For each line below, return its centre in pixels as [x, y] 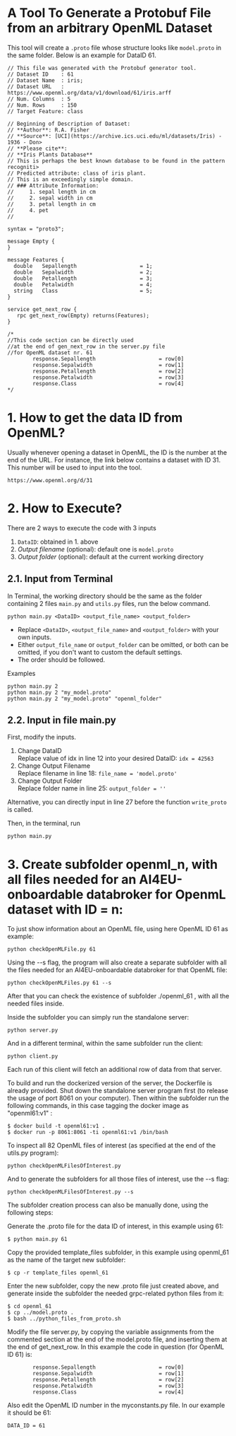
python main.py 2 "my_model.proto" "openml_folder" [85, 699]
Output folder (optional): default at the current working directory [111, 556]
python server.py [33, 1030]
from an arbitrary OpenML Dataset [110, 28]
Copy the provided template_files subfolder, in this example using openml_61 [118, 1252]
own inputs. [34, 637]
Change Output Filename [54, 766]
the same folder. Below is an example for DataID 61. [82, 55]
